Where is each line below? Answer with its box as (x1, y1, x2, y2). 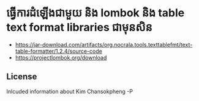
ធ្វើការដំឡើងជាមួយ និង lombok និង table (6, 6, 185, 20)
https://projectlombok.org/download (15, 54, 107, 61)
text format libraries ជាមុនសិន (6, 21, 153, 35)
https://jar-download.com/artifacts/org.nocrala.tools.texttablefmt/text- (15, 41, 193, 48)
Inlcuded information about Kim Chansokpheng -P (6, 88, 133, 95)
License (6, 72, 37, 82)
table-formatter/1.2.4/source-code (15, 47, 102, 55)
